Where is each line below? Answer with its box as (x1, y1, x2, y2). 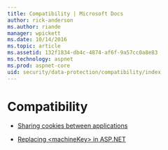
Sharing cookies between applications (17, 121, 128, 130)
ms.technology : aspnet (7, 56, 73, 63)
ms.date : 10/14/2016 (7, 36, 68, 43)
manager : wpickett (7, 29, 61, 37)
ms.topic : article (7, 43, 61, 50)
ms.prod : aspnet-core (7, 62, 71, 69)
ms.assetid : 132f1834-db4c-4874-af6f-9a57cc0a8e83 (7, 50, 158, 57)
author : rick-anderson (7, 17, 73, 24)
